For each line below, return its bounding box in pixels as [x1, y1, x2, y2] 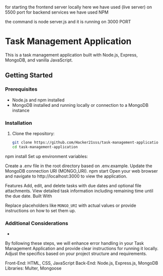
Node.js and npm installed [12, 97, 65, 103]
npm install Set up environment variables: [5, 153, 89, 159]
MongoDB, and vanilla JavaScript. [5, 57, 73, 63]
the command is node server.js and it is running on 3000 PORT [5, 19, 131, 24]
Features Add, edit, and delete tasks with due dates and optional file [5, 182, 142, 188]
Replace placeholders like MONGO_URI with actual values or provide [5, 202, 136, 208]
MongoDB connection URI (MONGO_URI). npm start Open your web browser [5, 168, 158, 174]
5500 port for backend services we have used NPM [5, 9, 109, 15]
